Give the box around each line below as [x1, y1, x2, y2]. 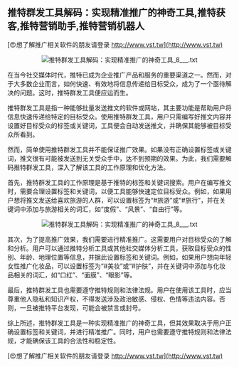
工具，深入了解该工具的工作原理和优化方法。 [38, 163, 169, 171]
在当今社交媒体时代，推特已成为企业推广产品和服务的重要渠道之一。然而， [7, 70, 225, 79]
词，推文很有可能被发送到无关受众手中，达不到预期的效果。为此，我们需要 [7, 154, 225, 162]
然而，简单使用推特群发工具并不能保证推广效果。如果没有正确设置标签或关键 [7, 145, 232, 154]
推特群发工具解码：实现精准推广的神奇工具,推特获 [7, 6, 226, 19]
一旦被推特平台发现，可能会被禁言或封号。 [19, 303, 144, 312]
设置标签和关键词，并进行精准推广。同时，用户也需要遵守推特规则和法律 [13, 327, 225, 336]
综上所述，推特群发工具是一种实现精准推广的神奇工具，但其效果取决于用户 [7, 319, 225, 327]
